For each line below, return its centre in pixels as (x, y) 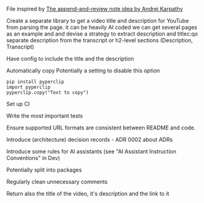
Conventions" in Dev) (33, 158)
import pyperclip (28, 87)
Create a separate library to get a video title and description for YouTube (98, 21)
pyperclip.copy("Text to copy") (47, 93)
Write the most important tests (45, 116)
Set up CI (18, 104)
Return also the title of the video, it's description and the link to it (88, 193)
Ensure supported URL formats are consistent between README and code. (101, 128)
